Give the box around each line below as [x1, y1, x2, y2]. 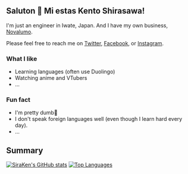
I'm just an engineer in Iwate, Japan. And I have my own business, [6, 21, 168, 29]
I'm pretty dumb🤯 [14, 109, 58, 116]
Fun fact [6, 96, 31, 104]
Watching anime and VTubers [14, 74, 87, 82]
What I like [6, 54, 37, 63]
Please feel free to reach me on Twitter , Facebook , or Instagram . [6, 39, 164, 46]
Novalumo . [6, 28, 33, 35]
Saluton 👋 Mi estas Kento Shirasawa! [6, 6, 145, 16]
